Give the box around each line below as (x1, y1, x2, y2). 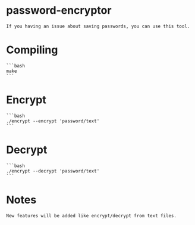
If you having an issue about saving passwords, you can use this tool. (6, 23, 190, 29)
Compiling (6, 43, 58, 57)
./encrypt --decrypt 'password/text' (6, 168, 100, 174)
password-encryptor (6, 4, 112, 17)
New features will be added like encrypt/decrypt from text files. (6, 212, 177, 218)
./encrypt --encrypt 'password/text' (6, 118, 100, 124)
